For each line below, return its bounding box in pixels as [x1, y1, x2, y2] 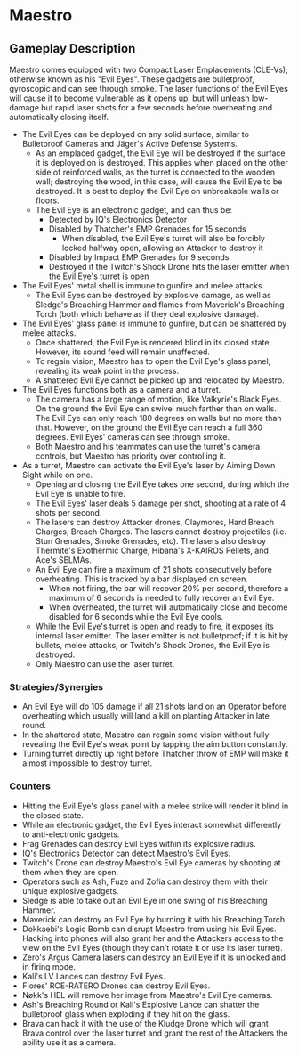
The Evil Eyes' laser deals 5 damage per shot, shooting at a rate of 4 [35, 498, 286, 508]
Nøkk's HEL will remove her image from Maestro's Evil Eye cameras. [21, 989, 273, 1000]
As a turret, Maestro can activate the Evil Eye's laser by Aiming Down [21, 460, 276, 470]
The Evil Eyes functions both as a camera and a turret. [21, 385, 221, 394]
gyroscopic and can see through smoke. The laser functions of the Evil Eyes [9, 84, 289, 93]
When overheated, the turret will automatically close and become [48, 602, 288, 613]
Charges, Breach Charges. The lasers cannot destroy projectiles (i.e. [35, 526, 287, 537]
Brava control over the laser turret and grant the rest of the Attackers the [21, 1028, 288, 1038]
